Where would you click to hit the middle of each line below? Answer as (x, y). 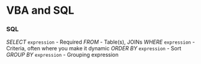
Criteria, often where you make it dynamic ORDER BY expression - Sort (94, 48)
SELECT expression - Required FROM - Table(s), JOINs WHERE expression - (100, 42)
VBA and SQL (40, 10)
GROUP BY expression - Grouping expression (62, 55)
